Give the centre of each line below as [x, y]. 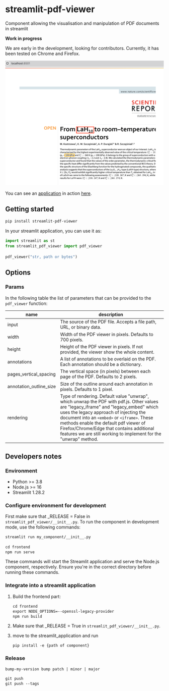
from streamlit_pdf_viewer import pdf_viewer [54, 246]
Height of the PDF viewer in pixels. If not [102, 346]
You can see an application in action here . [49, 193]
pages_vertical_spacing [32, 374]
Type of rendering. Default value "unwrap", [105, 396]
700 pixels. [72, 340]
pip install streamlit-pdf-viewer [41, 221]
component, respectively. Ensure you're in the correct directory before [78, 567]
